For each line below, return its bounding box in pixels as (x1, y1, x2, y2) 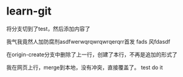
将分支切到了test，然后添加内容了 (6, 25, 91, 32)
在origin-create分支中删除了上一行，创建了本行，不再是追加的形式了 (6, 50, 178, 58)
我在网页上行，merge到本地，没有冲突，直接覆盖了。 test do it (6, 64, 163, 71)
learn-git (6, 4, 52, 18)
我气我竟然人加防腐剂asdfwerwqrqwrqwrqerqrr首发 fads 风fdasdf (6, 38, 171, 45)
